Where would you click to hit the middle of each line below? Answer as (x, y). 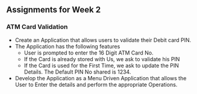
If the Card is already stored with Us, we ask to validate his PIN (102, 59)
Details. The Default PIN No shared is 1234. (77, 72)
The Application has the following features (67, 46)
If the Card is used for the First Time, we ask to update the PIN (102, 65)
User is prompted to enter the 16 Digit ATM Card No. (89, 53)
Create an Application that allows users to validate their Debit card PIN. (103, 40)
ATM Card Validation (37, 27)
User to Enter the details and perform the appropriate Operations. (96, 84)
